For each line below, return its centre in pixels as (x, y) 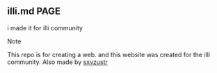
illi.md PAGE (34, 11)
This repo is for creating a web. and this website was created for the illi (109, 54)
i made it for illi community (45, 28)
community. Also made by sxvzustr (57, 62)
